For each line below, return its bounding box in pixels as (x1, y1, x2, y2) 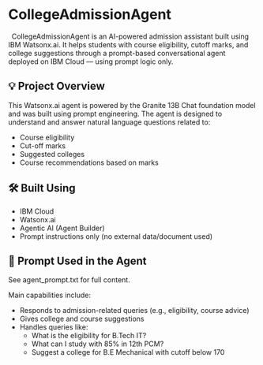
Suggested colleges (19, 149, 85, 158)
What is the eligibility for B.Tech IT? (31, 331, 147, 341)
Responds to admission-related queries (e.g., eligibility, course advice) (19, 306, 250, 315)
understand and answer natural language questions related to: (8, 117, 211, 127)
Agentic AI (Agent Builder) (19, 223, 105, 233)
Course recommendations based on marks (19, 158, 160, 167)
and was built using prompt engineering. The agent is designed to (8, 109, 223, 118)
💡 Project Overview (8, 80, 105, 93)
